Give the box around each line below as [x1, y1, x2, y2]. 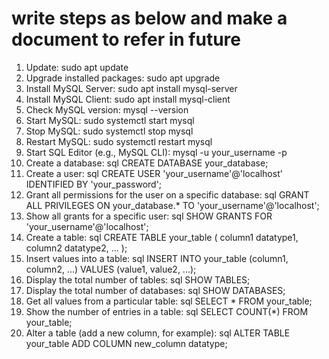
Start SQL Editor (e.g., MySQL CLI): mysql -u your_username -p [25, 146, 288, 158]
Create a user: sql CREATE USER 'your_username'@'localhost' [25, 167, 283, 179]
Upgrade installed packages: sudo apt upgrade [25, 72, 221, 84]
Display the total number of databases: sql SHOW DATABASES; [25, 284, 286, 296]
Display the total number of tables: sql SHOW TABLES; [25, 273, 251, 286]
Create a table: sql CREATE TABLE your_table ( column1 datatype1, [25, 231, 299, 243]
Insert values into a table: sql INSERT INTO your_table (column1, [25, 252, 289, 264]
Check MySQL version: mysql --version [25, 103, 189, 116]
